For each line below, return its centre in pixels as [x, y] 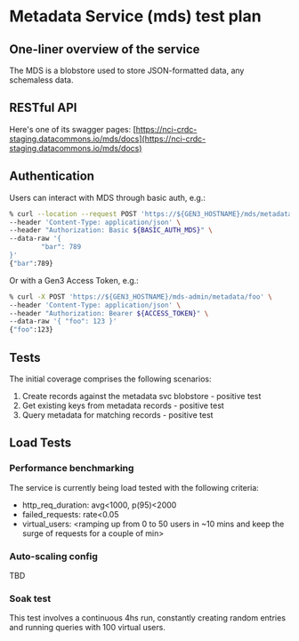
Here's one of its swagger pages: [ [73, 129]
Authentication [52, 176]
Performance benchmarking [72, 469]
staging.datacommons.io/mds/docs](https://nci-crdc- [108, 139]
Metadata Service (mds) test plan [135, 16]
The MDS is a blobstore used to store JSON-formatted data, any [127, 70]
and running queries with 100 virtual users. [88, 628]
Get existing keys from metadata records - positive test [123, 405]
